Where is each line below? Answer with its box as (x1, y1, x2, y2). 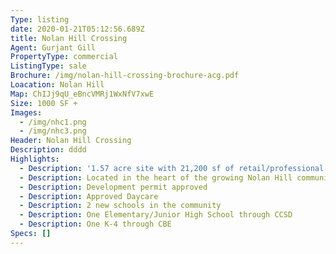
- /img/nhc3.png (19, 126, 87, 136)
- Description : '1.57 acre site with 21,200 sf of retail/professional (19, 163, 325, 173)
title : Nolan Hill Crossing (10, 33, 128, 43)
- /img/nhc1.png (19, 117, 87, 127)
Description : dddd (10, 145, 87, 155)
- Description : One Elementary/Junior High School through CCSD (19, 210, 293, 220)
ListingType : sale (10, 61, 87, 71)
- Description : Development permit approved (19, 182, 208, 192)
